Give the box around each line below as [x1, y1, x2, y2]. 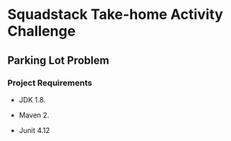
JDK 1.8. [18, 95, 47, 104]
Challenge [7, 22, 76, 40]
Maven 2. [18, 110, 50, 120]
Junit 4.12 [18, 125, 50, 135]
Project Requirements [7, 77, 92, 88]
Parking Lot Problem [7, 54, 110, 67]
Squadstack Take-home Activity [7, 6, 224, 24]
